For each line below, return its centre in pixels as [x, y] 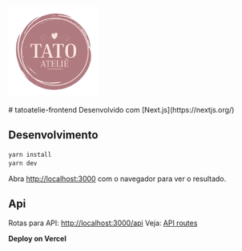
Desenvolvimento [53, 135]
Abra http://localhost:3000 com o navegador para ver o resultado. [117, 179]
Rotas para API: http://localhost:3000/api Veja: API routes [103, 223]
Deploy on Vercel [37, 239]
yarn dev [23, 163]
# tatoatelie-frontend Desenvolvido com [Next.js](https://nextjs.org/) [121, 110]
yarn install [30, 154]
